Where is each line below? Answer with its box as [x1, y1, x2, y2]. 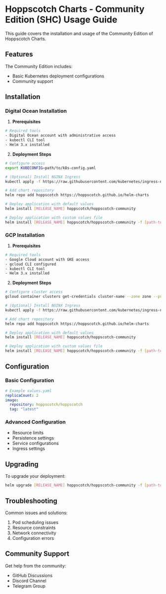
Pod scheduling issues [12, 519, 58, 525]
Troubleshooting [5, 497, 58, 505]
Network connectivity [12, 530, 57, 536]
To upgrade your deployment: [5, 473, 66, 479]
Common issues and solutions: [5, 510, 68, 516]
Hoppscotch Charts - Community [5, 3, 145, 15]
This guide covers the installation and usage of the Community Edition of [5, 30, 153, 36]
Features [5, 50, 33, 59]
